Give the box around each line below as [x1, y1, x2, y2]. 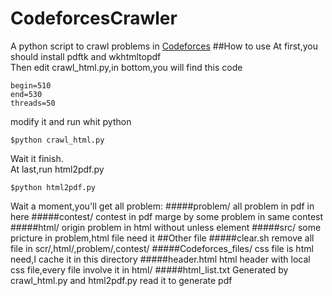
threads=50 [10, 98, 56, 108]
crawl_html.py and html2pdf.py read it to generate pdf [10, 274, 233, 286]
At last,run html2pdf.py [10, 163, 105, 175]
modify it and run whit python [10, 115, 132, 127]
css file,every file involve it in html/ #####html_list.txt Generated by [10, 263, 289, 276]
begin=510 [10, 80, 52, 91]
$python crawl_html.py [10, 135, 105, 145]
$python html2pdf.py [10, 182, 97, 192]
